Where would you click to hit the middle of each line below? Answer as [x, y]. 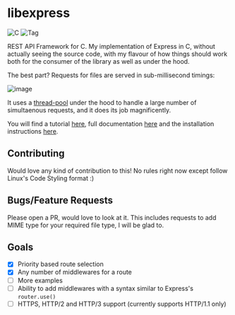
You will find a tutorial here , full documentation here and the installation [111, 124]
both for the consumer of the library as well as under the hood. [98, 61]
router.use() [37, 297]
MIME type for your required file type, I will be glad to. [86, 225]
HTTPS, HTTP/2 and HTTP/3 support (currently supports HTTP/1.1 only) [122, 304]
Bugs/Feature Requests [60, 201]
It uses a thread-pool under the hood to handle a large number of [102, 102]
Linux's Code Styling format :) [51, 178]
